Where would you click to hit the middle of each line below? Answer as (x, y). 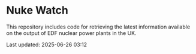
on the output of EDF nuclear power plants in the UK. (71, 33)
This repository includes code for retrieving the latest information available (98, 27)
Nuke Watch (37, 10)
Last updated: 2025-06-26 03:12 (47, 45)
